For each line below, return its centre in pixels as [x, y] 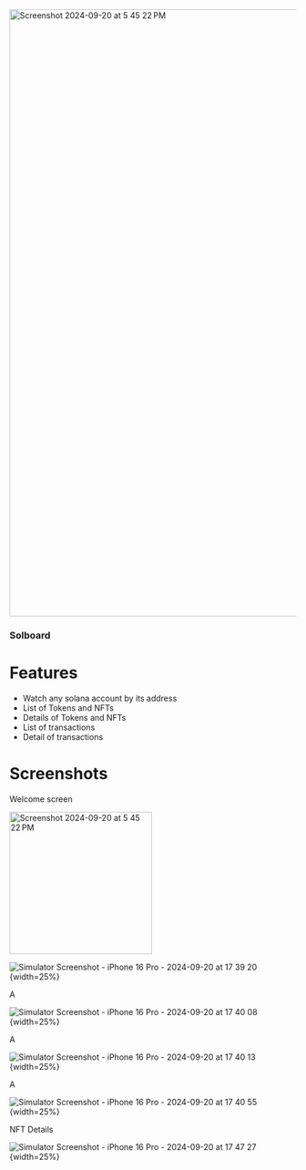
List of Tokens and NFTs [68, 708]
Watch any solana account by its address [100, 698]
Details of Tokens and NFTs [74, 717]
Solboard [30, 635]
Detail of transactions [63, 736]
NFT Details [31, 1129]
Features [44, 673]
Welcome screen [41, 799]
